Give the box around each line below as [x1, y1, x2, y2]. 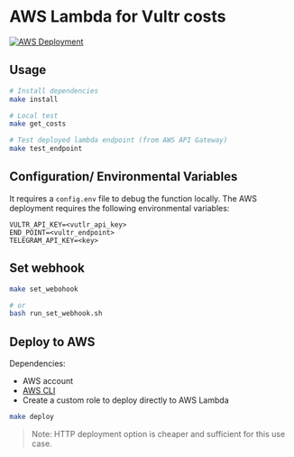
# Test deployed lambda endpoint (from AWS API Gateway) [9, 135, 228, 145]
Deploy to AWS [9, 334, 96, 350]
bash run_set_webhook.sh [9, 309, 103, 318]
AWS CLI [22, 386, 56, 396]
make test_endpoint [9, 145, 83, 154]
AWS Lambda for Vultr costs [9, 6, 227, 27]
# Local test [9, 111, 59, 120]
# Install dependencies [9, 86, 99, 96]
